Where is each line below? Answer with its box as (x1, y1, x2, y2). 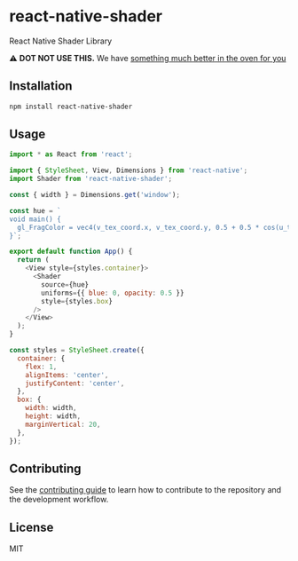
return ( (17, 256, 50, 265)
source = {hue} (41, 280, 90, 289)
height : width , (25, 412, 82, 421)
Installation (9, 78, 73, 94)
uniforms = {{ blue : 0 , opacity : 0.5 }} (41, 288, 184, 297)
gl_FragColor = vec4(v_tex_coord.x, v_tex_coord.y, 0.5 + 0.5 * (17, 223, 260, 232)
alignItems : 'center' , (25, 370, 109, 379)
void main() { (9, 215, 62, 224)
